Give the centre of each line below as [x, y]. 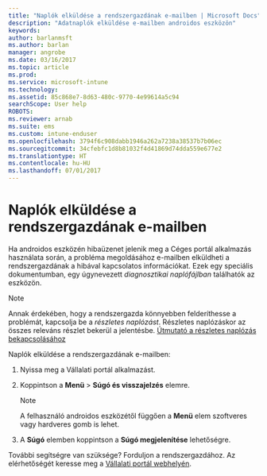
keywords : [25, 30]
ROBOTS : [21, 112]
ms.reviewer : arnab [41, 119]
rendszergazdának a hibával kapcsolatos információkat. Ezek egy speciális [131, 265]
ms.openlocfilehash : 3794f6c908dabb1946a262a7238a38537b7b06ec [115, 141]
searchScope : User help [48, 104]
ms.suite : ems [32, 126]
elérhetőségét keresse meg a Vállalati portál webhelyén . [100, 463]
